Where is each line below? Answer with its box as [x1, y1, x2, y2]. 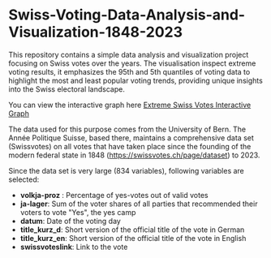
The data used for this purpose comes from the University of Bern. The [8, 124, 246, 134]
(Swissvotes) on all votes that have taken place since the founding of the [8, 141, 252, 151]
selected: [8, 174, 40, 184]
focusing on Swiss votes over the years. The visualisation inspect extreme [8, 58, 256, 68]
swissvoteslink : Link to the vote [19, 242, 128, 252]
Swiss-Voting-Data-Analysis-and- [8, 6, 246, 24]
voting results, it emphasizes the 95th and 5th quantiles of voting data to [8, 67, 251, 76]
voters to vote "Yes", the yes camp [19, 207, 136, 217]
